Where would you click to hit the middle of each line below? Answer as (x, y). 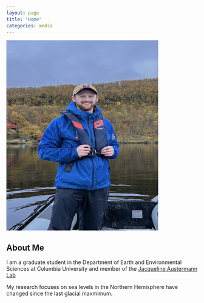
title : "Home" (24, 19)
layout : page (23, 13)
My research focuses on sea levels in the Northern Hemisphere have (92, 287)
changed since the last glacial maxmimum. (59, 294)
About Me (25, 247)
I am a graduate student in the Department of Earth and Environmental (94, 262)
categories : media (29, 26)
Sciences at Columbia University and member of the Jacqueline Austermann (102, 269)
